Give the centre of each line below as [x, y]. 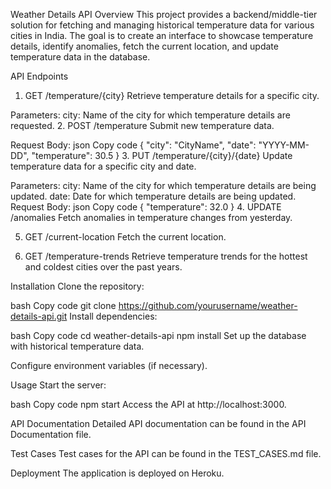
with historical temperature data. [77, 346]
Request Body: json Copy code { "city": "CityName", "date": [133, 145]
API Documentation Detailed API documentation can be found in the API [158, 423]
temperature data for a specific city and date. [103, 166]
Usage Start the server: [58, 385]
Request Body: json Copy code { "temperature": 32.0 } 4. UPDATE [146, 207]
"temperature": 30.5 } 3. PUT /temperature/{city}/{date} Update [162, 155]
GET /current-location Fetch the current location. [125, 237]
